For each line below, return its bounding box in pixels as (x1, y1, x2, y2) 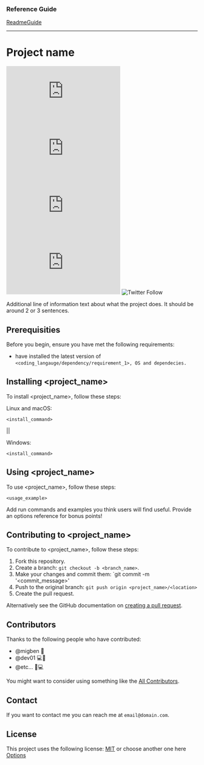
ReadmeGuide (6, 19, 42, 26)
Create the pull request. (15, 590, 75, 598)
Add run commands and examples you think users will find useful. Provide (6, 506, 192, 513)
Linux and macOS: (6, 404, 52, 412)
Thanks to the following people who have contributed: (6, 635, 141, 643)
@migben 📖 (15, 648, 44, 655)
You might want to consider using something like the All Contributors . (6, 677, 180, 685)
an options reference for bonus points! (6, 512, 103, 519)
